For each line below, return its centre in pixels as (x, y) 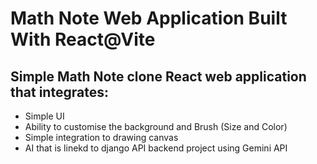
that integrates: (59, 92)
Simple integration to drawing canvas (101, 137)
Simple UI (44, 116)
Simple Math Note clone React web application (158, 76)
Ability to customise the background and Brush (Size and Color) (156, 126)
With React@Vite (83, 39)
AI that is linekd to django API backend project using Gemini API (156, 148)
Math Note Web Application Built (149, 18)
